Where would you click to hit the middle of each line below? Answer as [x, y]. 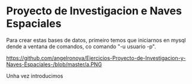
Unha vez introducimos [35, 76]
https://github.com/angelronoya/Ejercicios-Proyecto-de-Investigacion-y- [96, 58]
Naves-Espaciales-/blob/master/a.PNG [54, 64]
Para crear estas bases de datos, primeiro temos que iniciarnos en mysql [96, 40]
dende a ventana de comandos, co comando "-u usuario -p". [81, 46]
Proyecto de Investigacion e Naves [94, 11]
